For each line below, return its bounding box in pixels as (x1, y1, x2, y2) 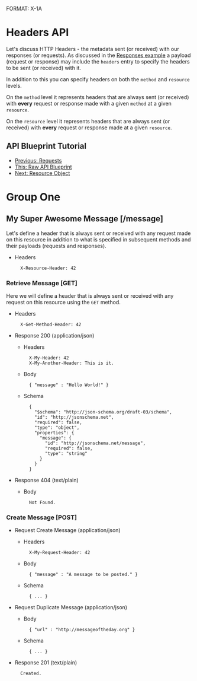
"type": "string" (44, 451, 88, 457)
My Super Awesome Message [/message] (6, 214, 164, 224)
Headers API (6, 26, 69, 39)
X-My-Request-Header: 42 (28, 550, 91, 556)
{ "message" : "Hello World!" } (28, 382, 109, 388)
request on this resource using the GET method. (6, 299, 121, 306)
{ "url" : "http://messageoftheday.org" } (28, 627, 135, 633)
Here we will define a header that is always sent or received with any (6, 292, 174, 300)
